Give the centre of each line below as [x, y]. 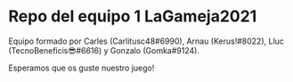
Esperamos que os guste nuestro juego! [81, 68]
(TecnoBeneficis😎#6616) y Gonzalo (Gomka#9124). [104, 50]
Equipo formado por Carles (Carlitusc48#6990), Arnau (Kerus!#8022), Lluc [146, 41]
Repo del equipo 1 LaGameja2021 [133, 16]
